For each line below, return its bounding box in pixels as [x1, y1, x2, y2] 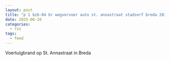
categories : [5, 21, 30, 27]
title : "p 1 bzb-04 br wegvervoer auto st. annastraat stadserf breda [5, 12, 157, 17]
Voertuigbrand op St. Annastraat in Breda [5, 49, 91, 56]
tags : [5, 31, 17, 36]
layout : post [5, 7, 33, 13]
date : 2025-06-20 [5, 17, 42, 22]
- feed [10, 36, 24, 41]
